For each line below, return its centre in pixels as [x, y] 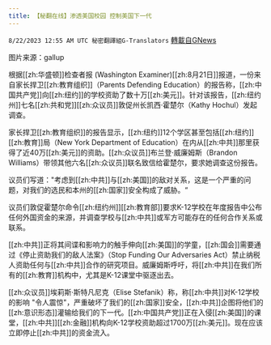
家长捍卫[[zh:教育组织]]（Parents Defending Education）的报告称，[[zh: [135, 84]
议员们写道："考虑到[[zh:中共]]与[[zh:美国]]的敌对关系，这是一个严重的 [126, 180]
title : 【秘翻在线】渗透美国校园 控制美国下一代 [80, 16]
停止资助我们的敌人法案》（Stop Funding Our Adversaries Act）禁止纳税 [141, 254]
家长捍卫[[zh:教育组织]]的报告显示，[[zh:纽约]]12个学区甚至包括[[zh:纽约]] [131, 132]
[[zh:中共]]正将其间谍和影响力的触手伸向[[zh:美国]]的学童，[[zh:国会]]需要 [131, 245]
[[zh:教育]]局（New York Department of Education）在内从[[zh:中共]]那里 [131, 142]
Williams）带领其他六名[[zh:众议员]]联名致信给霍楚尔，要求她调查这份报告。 [135, 162]
